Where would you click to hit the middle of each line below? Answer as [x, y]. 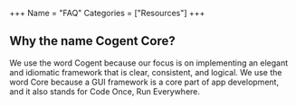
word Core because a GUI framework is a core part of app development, [144, 82]
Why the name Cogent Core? [92, 41]
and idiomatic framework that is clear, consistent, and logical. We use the [146, 72]
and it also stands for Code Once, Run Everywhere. [105, 91]
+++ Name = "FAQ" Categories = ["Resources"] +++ [107, 13]
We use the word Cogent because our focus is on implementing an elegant [149, 63]
